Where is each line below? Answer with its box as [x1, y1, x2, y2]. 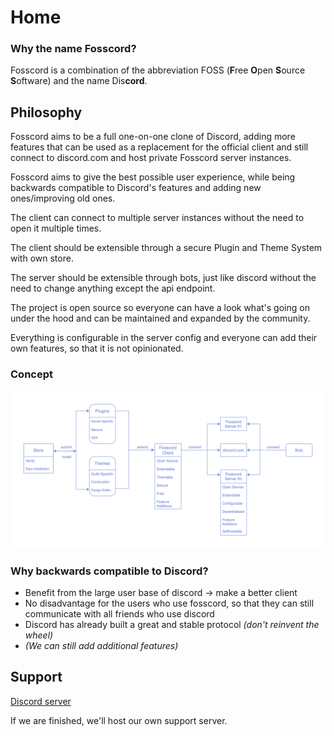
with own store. [10, 252, 74, 265]
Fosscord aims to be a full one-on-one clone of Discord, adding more [10, 131, 296, 143]
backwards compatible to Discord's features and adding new [10, 182, 262, 194]
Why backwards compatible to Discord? [10, 564, 209, 578]
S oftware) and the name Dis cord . [10, 75, 148, 87]
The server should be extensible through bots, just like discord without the [10, 272, 317, 284]
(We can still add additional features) [24, 639, 179, 651]
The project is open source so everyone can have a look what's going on [10, 302, 310, 314]
